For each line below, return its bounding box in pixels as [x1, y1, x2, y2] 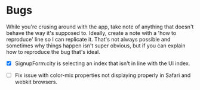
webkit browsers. [14, 78, 58, 86]
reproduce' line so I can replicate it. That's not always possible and [6, 36, 171, 43]
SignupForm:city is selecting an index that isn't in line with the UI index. [14, 60, 190, 67]
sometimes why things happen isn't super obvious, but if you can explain [6, 42, 186, 49]
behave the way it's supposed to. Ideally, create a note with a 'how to [6, 29, 177, 36]
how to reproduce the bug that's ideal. [6, 48, 100, 55]
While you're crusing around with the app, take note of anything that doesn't [6, 23, 194, 30]
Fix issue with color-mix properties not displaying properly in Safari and [14, 72, 191, 79]
